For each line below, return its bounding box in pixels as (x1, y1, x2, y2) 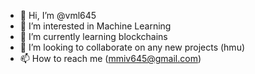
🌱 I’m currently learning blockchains (19, 31, 168, 42)
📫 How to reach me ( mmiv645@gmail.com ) (19, 53, 202, 64)
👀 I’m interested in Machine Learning (19, 20, 172, 32)
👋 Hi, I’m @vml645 (19, 10, 97, 21)
